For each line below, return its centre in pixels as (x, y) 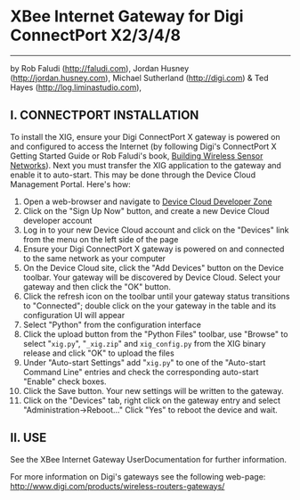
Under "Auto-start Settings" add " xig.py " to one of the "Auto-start (144, 362)
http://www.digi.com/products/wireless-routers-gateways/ (118, 486)
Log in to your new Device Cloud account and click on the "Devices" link (156, 230)
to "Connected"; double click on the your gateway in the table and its (150, 306)
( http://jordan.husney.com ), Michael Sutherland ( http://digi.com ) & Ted (139, 78)
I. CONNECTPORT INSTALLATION (105, 115)
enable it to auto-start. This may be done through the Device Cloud (133, 175)
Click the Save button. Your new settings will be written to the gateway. (153, 390)
